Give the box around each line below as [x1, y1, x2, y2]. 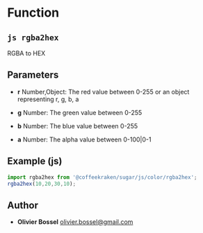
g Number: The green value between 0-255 [17, 108, 143, 116]
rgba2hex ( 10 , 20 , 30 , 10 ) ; [7, 180, 76, 187]
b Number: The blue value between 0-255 [17, 121, 138, 130]
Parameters [7, 69, 59, 81]
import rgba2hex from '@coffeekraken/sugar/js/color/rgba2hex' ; [7, 173, 197, 181]
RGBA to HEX [7, 49, 46, 57]
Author [7, 199, 38, 211]
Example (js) [7, 155, 63, 167]
